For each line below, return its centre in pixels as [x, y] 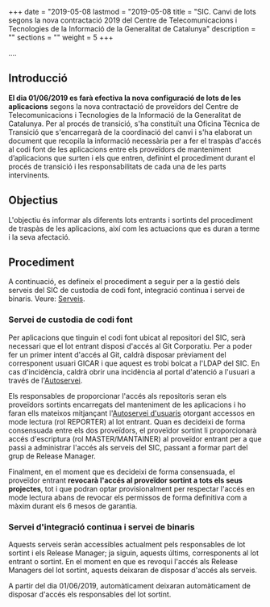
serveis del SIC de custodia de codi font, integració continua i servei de [127, 291]
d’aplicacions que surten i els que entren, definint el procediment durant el [132, 157]
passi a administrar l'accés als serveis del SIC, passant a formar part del [128, 447]
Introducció [38, 79]
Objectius [33, 201]
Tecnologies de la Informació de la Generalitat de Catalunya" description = [132, 29]
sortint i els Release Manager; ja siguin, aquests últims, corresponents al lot [134, 553]
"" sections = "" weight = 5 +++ [61, 37]
